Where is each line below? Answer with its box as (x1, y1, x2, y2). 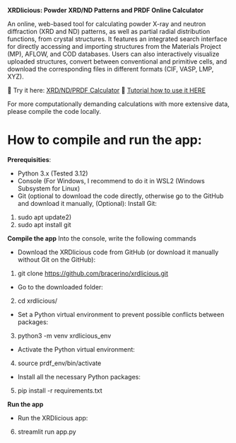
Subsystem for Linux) (17, 184, 81, 192)
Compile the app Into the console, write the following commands (7, 234, 196, 243)
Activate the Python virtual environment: (17, 345, 136, 353)
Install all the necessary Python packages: (17, 372, 141, 381)
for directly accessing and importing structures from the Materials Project (7, 42, 221, 50)
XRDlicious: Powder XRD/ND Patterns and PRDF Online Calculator (7, 6, 204, 14)
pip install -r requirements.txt (17, 386, 102, 395)
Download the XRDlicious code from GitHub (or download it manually (17, 248, 219, 256)
